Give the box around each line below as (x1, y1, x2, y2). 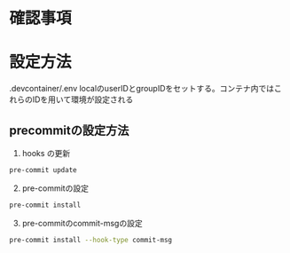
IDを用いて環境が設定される (32, 94, 134, 105)
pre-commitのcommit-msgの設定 (21, 217, 144, 228)
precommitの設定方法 (9, 123, 129, 138)
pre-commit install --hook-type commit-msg (9, 235, 173, 244)
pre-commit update (9, 165, 77, 174)
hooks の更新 (21, 147, 71, 158)
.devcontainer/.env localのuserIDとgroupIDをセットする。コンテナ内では (9, 83, 275, 94)
